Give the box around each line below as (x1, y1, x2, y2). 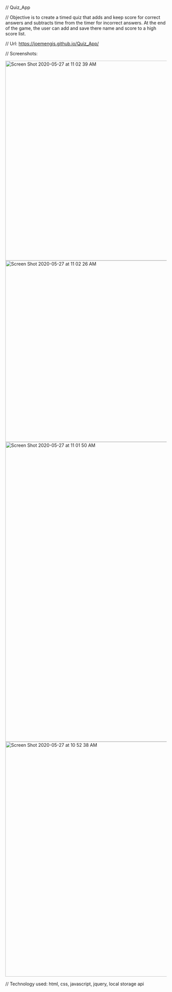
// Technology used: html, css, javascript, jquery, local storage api (5, 981, 144, 987)
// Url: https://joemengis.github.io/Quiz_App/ (5, 41, 99, 47)
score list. (5, 31, 26, 36)
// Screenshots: (5, 51, 38, 56)
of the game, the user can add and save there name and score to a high (5, 25, 157, 31)
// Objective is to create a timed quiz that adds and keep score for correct (5, 14, 160, 20)
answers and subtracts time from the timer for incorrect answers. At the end (5, 20, 166, 26)
